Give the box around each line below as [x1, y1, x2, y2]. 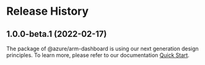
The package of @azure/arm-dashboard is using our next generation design [6, 45, 199, 52]
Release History [6, 4, 89, 18]
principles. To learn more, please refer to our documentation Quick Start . [6, 52, 190, 59]
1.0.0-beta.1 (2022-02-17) [6, 29, 107, 39]
